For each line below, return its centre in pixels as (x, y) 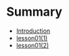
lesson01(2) (32, 45)
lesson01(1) (32, 38)
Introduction (33, 31)
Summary (34, 12)
